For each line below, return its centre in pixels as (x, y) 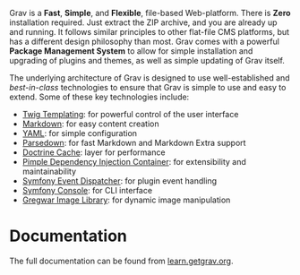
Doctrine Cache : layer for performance (94, 152)
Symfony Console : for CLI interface (87, 190)
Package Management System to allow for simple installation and (131, 51)
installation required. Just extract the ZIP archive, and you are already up (143, 22)
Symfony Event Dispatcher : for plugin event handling (120, 181)
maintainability (49, 171)
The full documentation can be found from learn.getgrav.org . (121, 261)
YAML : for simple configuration (79, 133)
